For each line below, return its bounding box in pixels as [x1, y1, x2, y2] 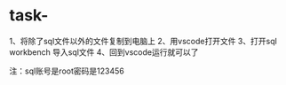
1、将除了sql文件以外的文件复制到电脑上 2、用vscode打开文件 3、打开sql [9, 35, 277, 46]
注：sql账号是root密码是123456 [9, 66, 124, 76]
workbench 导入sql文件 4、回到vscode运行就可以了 [9, 46, 199, 58]
